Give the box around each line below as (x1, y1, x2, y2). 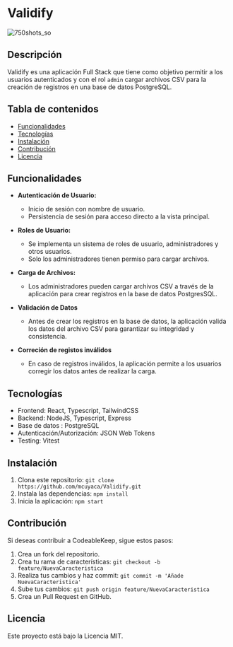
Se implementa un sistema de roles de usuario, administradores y (28, 240, 219, 248)
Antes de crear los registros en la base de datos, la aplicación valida (28, 317, 227, 326)
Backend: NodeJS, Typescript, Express (17, 414, 132, 422)
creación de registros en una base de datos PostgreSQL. (7, 83, 172, 91)
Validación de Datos (17, 303, 78, 312)
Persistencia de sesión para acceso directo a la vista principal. (28, 212, 210, 221)
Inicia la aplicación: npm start (17, 497, 104, 505)
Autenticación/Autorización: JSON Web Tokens (17, 429, 155, 438)
